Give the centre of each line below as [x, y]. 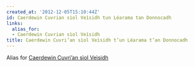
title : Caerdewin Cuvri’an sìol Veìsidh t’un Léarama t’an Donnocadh [97, 40]
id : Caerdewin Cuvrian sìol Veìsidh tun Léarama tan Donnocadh [89, 18]
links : [15, 23]
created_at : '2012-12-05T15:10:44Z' [53, 12]
